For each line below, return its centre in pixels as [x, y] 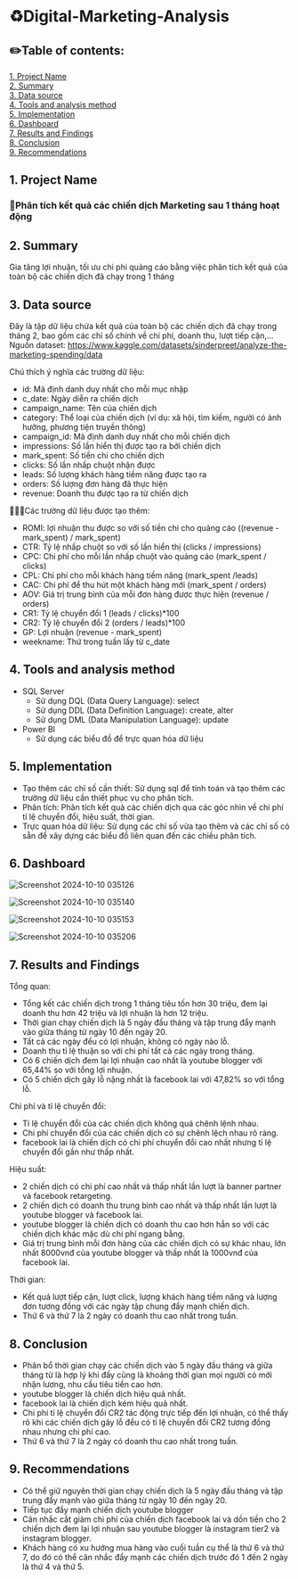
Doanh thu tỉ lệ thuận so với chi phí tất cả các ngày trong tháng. [138, 1051]
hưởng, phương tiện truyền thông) [84, 426]
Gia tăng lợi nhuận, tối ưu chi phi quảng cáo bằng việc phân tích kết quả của [149, 267]
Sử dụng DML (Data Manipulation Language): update [132, 719]
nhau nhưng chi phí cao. [66, 1432]
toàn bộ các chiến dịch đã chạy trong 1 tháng [92, 277]
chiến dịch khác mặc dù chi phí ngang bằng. [103, 1234]
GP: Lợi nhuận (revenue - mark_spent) [92, 632]
